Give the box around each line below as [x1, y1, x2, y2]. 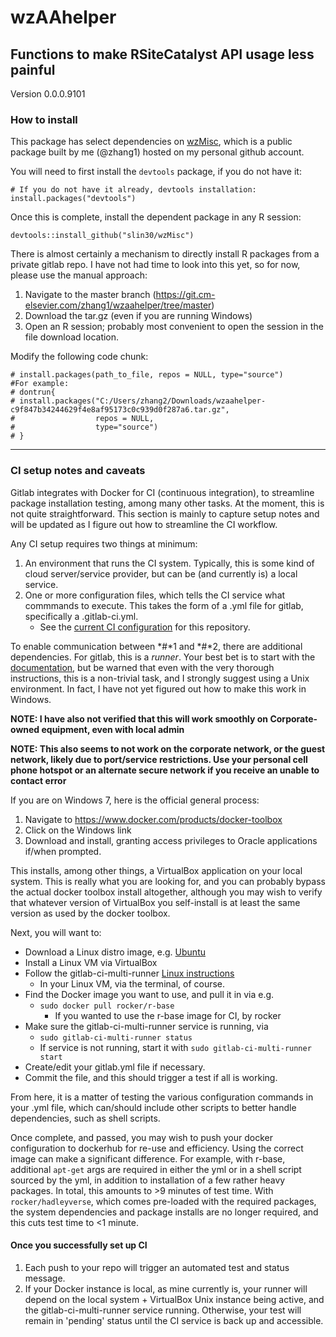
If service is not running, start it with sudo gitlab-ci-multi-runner [39, 1041, 312, 1053]
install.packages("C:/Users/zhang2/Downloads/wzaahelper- [19, 396, 267, 406]
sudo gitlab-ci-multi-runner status [39, 1032, 193, 1043]
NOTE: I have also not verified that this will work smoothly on [10, 712, 269, 725]
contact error [10, 774, 67, 786]
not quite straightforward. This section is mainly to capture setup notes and [10, 507, 320, 520]
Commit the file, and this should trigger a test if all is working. [24, 1071, 278, 1083]
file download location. [24, 331, 120, 343]
